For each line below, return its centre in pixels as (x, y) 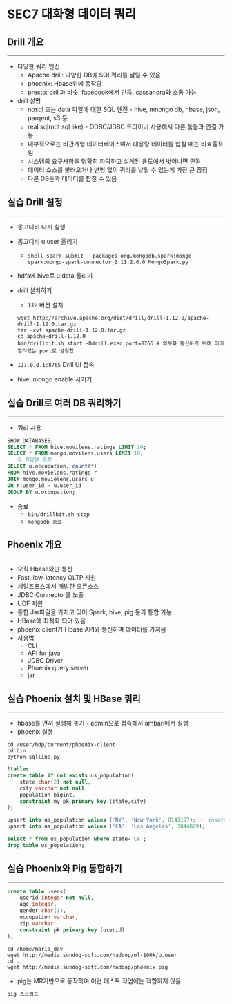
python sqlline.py (33, 757)
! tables (18, 769)
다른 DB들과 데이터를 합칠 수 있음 (72, 178)
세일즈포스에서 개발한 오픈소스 (58, 586)
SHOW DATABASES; (30, 441)
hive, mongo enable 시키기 (55, 379)
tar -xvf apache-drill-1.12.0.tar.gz (71, 330)
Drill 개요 (26, 42)
